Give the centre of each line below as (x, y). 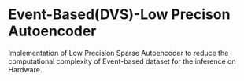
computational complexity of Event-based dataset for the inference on (122, 61)
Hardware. (25, 69)
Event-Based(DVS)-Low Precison (119, 15)
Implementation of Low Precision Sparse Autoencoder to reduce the (118, 53)
